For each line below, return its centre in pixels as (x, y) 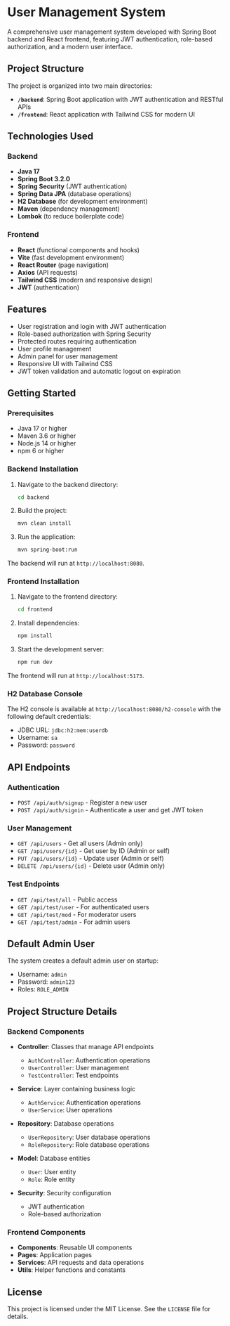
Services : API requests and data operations (81, 1263)
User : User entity (52, 1172)
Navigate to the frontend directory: (67, 597)
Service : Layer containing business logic (76, 1089)
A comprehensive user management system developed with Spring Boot (112, 32)
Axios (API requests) (48, 272)
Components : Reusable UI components (75, 1247)
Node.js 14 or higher (47, 443)
